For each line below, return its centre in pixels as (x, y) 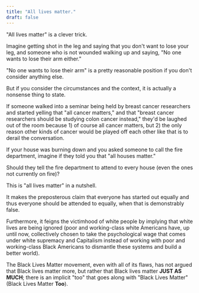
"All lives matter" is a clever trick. (47, 34)
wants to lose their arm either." (44, 59)
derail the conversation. (35, 138)
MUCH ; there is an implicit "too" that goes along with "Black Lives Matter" (97, 277)
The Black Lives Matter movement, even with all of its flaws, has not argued (99, 264)
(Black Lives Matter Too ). (37, 283)
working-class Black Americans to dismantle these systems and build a (94, 246)
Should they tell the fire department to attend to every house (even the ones (99, 167)
